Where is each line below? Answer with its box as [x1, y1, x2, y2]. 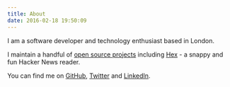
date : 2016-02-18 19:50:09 [7, 17, 87, 24]
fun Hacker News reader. [7, 57, 81, 66]
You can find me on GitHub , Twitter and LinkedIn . [7, 71, 151, 80]
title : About [7, 10, 46, 18]
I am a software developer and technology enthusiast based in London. [7, 36, 214, 45]
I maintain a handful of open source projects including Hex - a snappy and [7, 50, 224, 59]
